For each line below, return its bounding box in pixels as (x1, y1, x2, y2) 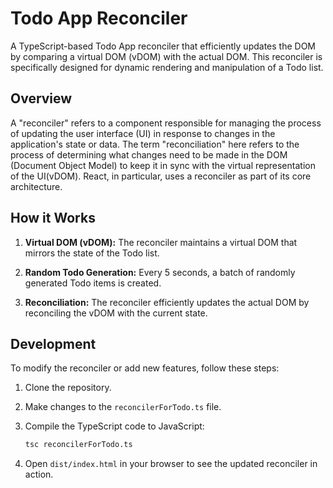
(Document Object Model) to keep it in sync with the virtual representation (10, 159, 316, 171)
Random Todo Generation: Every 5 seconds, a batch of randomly (24, 266, 296, 278)
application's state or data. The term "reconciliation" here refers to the (10, 138, 300, 150)
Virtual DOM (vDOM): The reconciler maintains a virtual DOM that (24, 236, 298, 248)
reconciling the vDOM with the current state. (24, 307, 208, 319)
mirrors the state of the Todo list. (24, 247, 160, 259)
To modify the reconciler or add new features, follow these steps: (10, 362, 280, 374)
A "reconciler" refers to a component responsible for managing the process (10, 117, 322, 129)
